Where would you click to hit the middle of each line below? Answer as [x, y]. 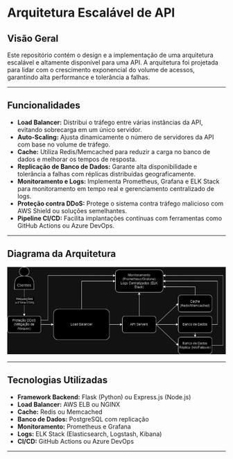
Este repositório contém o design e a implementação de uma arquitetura [110, 55]
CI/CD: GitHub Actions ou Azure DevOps [75, 441]
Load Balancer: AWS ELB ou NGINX [69, 404]
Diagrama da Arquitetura [62, 254]
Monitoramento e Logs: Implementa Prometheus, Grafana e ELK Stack [118, 181]
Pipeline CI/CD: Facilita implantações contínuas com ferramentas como [120, 218]
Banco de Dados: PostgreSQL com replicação [83, 419]
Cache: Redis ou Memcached [60, 412]
